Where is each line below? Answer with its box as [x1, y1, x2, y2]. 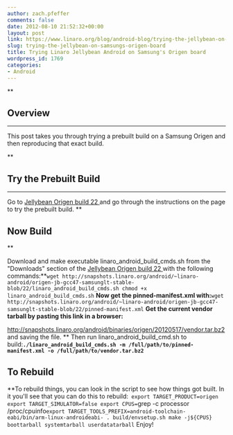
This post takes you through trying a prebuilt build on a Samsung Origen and [7, 132, 226, 141]
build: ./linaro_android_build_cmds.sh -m [7, 340, 126, 348]
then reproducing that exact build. [7, 139, 104, 148]
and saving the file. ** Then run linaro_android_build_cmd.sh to [7, 332, 187, 341]
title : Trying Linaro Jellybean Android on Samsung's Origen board [7, 49, 207, 56]
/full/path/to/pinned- [128, 341, 194, 348]
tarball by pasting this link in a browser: [7, 312, 123, 320]
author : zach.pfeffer [7, 10, 70, 17]
